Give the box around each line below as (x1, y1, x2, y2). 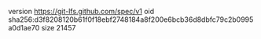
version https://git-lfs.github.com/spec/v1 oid (8, 7, 155, 16)
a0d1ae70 (8, 23, 40, 32)
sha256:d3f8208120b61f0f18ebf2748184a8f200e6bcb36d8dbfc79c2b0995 (8, 15, 254, 24)
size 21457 (41, 23, 76, 32)
